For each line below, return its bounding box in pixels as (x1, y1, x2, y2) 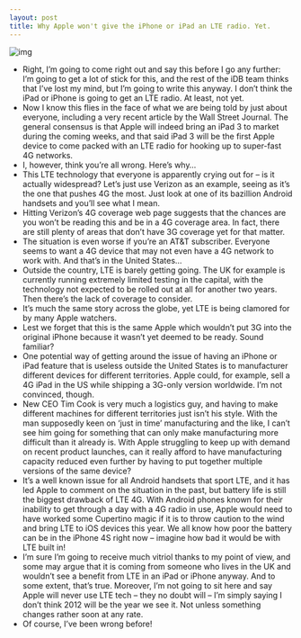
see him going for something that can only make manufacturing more (22, 427, 279, 437)
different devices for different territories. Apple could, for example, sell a (22, 370, 290, 381)
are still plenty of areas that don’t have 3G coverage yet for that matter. (22, 226, 286, 237)
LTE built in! (22, 542, 66, 553)
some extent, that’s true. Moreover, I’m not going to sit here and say (22, 580, 272, 590)
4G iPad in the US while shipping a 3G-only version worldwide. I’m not (22, 379, 283, 390)
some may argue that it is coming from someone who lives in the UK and (22, 561, 291, 571)
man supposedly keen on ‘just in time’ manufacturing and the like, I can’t (22, 418, 290, 428)
